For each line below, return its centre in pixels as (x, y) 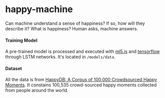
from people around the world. (37, 90)
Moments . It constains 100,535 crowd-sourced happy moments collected (81, 85)
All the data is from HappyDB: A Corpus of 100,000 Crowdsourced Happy (81, 80)
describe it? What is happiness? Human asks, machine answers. (72, 28)
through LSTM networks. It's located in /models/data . (60, 57)
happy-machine (39, 9)
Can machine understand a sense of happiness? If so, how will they (75, 23)
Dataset (14, 68)
